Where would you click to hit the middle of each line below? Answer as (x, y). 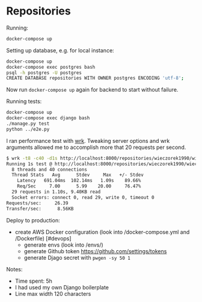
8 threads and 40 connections (49, 169)
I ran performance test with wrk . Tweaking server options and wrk (88, 140)
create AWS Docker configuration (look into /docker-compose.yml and (102, 232)
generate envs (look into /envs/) (63, 245)
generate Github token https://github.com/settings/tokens (95, 251)
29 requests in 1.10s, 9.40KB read (56, 192)
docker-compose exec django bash (48, 118)
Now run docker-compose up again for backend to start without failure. (92, 90)
